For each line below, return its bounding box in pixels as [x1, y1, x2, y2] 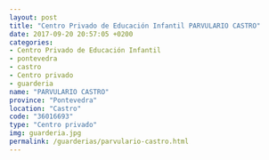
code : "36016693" [9, 112, 74, 121]
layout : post [9, 12, 58, 22]
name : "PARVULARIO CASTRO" [9, 87, 110, 96]
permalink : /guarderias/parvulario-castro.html [9, 137, 190, 146]
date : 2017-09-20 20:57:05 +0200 [9, 29, 134, 38]
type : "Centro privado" [9, 121, 98, 130]
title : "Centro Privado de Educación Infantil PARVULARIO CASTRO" [9, 21, 261, 30]
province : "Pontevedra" [9, 95, 98, 105]
